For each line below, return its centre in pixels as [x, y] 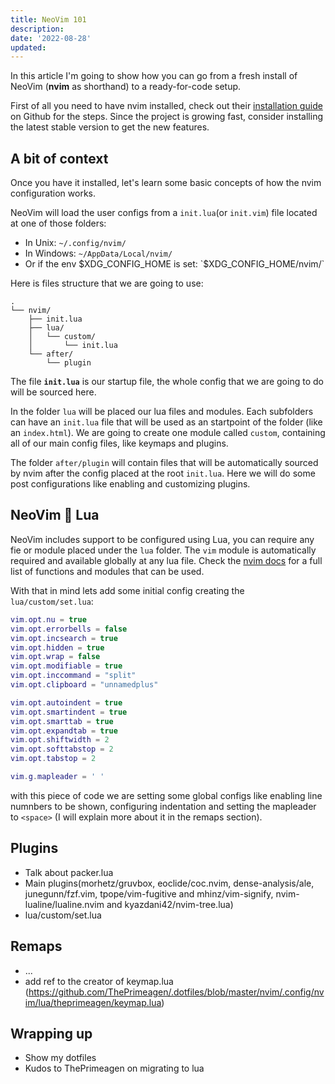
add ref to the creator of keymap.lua [99, 981]
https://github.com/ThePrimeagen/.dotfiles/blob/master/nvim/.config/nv [176, 992]
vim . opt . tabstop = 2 [53, 759]
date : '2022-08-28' [51, 38]
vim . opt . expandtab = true [64, 731]
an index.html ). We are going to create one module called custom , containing [168, 433]
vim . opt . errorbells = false [69, 629]
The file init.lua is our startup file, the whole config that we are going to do [167, 382]
